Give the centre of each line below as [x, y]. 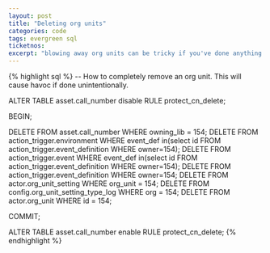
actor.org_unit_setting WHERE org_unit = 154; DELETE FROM [109, 183]
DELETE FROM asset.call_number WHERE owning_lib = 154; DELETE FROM [133, 132]
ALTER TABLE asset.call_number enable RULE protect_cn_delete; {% [122, 232]
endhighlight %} [35, 240]
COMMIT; [24, 216]
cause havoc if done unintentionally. [69, 85]
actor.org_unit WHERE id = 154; [60, 200]
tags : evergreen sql [43, 38]
